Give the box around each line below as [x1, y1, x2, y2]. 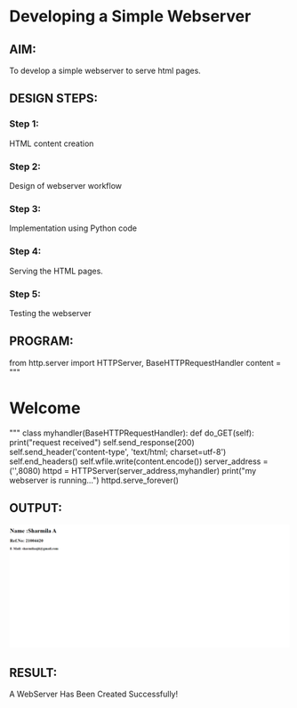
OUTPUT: [9, 500, 62, 516]
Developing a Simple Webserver [9, 6, 252, 27]
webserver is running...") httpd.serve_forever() [9, 475, 180, 485]
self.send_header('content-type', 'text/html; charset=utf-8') [9, 446, 227, 457]
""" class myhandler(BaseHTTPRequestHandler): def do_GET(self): [9, 427, 255, 438]
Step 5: [9, 288, 42, 300]
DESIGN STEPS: [9, 91, 99, 106]
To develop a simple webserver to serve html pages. [9, 65, 202, 76]
